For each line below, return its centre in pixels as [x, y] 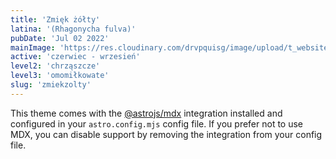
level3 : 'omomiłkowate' [60, 76]
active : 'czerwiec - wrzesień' [75, 57]
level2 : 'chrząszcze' [55, 66]
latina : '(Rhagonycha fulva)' [73, 29]
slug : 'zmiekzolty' [51, 85]
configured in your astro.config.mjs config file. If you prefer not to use [157, 123]
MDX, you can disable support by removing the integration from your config [166, 134]
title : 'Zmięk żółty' [55, 19]
